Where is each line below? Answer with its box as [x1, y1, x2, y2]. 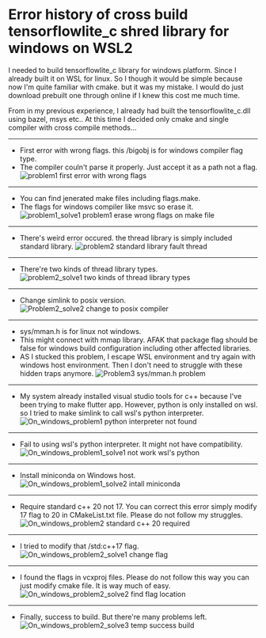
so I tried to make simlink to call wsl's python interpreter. [19, 408, 204, 417]
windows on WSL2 [8, 40, 133, 57]
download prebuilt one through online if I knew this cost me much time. [8, 90, 240, 100]
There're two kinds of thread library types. [19, 264, 158, 274]
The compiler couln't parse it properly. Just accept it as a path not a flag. [19, 162, 258, 172]
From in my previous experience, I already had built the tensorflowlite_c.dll [8, 105, 251, 116]
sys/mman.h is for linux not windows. [19, 326, 142, 336]
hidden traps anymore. [19, 368, 94, 378]
